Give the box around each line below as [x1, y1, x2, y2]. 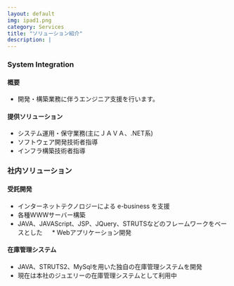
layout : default [7, 10, 55, 18]
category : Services [7, 23, 65, 30]
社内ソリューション [7, 166, 72, 176]
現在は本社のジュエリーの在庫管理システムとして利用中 [17, 271, 177, 280]
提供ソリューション [7, 112, 63, 120]
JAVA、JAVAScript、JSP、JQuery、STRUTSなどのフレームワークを [17, 219, 215, 228]
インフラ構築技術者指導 [17, 147, 86, 155]
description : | [7, 37, 52, 44]
